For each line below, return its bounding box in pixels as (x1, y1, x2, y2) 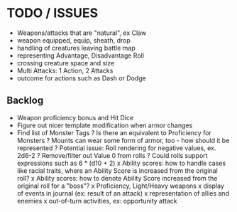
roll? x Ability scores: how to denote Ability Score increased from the (16, 174, 218, 182)
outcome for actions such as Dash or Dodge (16, 73, 146, 83)
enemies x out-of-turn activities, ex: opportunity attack (16, 196, 177, 205)
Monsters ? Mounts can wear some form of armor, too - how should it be (16, 136, 230, 144)
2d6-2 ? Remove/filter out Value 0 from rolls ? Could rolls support (16, 151, 208, 159)
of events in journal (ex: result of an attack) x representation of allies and (16, 189, 230, 197)
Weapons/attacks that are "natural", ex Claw (16, 28, 147, 37)
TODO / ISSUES (6, 5, 99, 21)
